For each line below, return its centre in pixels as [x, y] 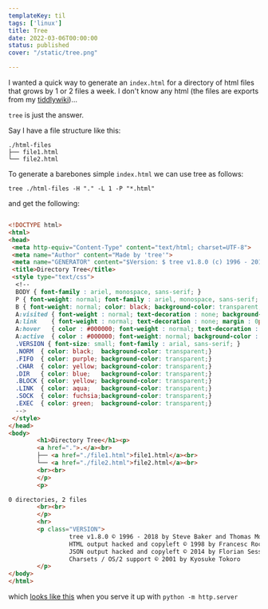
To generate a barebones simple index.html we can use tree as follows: [126, 174]
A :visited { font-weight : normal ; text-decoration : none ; [117, 314]
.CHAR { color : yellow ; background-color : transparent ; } [114, 366]
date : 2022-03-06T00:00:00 [53, 38]
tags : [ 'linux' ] [35, 23]
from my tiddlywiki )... [43, 100]
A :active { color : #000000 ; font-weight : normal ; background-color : [137, 336]
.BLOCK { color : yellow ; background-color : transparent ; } [114, 381]
